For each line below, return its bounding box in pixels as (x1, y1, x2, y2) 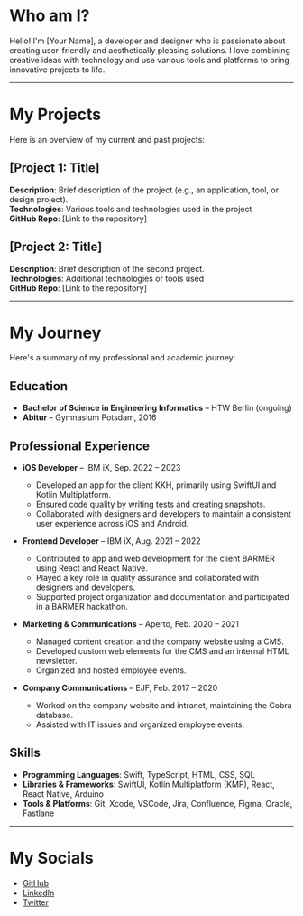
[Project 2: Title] (9, 239, 103, 255)
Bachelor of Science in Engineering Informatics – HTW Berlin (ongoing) (22, 403, 293, 414)
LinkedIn (22, 887, 55, 898)
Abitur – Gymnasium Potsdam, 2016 (22, 412, 157, 423)
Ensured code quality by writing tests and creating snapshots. (35, 499, 266, 510)
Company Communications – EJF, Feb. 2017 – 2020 (22, 683, 218, 694)
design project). (9, 193, 69, 204)
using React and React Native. (35, 563, 149, 574)
